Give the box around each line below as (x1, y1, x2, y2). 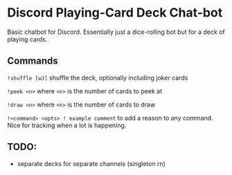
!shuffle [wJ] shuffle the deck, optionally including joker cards (7, 73, 188, 82)
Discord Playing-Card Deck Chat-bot (7, 5, 223, 21)
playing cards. (7, 35, 48, 43)
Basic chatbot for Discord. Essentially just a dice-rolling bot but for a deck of (7, 28, 225, 36)
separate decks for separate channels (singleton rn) (17, 159, 166, 167)
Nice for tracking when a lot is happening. (7, 121, 127, 129)
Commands (7, 55, 59, 67)
